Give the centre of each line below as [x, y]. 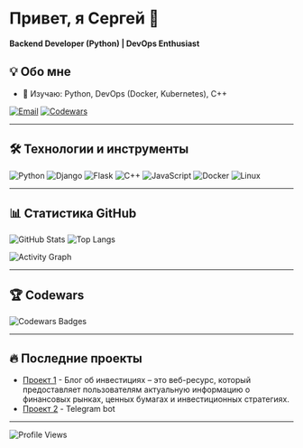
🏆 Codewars [47, 295]
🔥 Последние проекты [76, 358]
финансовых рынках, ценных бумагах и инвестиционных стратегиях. [156, 399]
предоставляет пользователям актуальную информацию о [136, 389]
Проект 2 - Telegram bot [69, 409]
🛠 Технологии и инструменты [99, 149]
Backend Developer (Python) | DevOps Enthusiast [105, 43]
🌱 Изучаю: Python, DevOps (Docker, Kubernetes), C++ [124, 93]
